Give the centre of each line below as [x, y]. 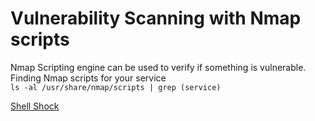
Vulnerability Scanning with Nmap [156, 18]
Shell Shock [35, 106]
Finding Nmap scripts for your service [88, 78]
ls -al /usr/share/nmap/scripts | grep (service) [116, 87]
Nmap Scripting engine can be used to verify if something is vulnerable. [158, 67]
